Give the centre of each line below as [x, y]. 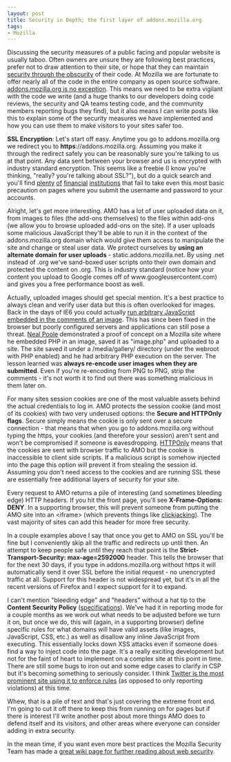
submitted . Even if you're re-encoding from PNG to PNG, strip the [101, 371]
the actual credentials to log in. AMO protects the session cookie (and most [114, 406]
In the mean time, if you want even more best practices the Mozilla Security [114, 744]
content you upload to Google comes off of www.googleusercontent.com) [112, 277]
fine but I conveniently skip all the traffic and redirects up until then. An [108, 543]
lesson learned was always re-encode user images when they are [102, 363]
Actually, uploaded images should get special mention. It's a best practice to [115, 298]
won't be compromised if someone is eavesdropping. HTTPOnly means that [115, 443]
